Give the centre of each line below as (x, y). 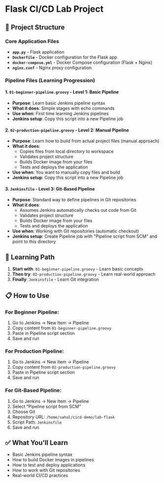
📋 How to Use (27, 296)
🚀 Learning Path (30, 257)
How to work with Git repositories (46, 470)
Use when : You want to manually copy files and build (66, 172)
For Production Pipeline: (34, 351)
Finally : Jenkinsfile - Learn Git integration (56, 280)
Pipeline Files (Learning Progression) (50, 80)
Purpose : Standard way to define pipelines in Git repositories (74, 200)
